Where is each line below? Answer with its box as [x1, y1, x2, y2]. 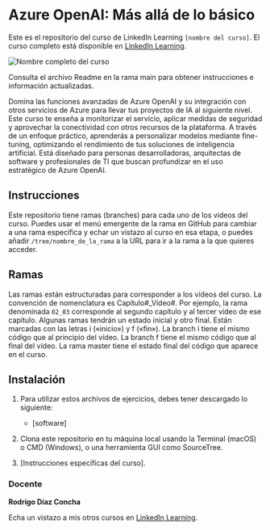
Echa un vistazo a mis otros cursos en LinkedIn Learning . [8, 512, 198, 522]
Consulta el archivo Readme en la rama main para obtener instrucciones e [8, 72, 254, 82]
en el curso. [8, 349, 48, 359]
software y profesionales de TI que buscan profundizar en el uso [8, 156, 223, 166]
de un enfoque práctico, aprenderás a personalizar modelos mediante [8, 131, 240, 141]
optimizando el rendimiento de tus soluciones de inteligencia [33, 139, 235, 149]
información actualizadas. [8, 81, 94, 90]
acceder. [8, 244, 38, 254]
